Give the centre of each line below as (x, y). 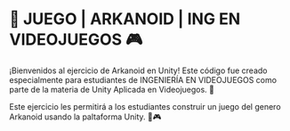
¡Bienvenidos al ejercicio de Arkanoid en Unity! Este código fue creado (138, 70)
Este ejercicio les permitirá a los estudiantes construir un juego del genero (145, 106)
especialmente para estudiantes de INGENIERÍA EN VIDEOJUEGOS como (143, 79)
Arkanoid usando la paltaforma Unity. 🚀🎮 (85, 117)
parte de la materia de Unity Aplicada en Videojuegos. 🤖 (112, 89)
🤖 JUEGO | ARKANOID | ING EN (125, 19)
